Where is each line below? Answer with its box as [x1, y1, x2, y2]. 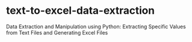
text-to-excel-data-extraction [6, 4, 155, 17]
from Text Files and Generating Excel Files [6, 29, 108, 36]
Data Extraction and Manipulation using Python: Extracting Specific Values [6, 23, 186, 30]
